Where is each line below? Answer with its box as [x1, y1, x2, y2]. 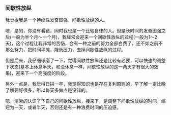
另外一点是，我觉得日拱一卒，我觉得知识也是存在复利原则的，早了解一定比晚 [5, 81, 166, 87]
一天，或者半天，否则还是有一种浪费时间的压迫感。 [14, 104, 121, 110]
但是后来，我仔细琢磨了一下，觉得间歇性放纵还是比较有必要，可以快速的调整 [5, 57, 166, 64]
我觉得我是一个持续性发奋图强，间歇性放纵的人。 [5, 17, 108, 23]
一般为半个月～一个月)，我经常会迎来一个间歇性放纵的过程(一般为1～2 [11, 34, 158, 40]
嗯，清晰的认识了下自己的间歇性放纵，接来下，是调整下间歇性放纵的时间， [5, 98, 161, 104]
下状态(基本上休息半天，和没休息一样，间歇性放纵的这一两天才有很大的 [5, 64, 154, 70]
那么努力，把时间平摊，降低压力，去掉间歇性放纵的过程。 [5, 47, 126, 53]
